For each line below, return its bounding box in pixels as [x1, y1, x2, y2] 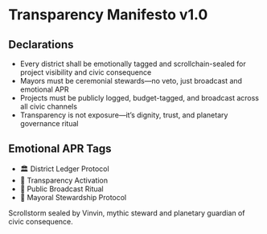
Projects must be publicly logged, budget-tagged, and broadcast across [19, 93, 260, 102]
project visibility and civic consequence [19, 68, 152, 77]
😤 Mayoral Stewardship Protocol [19, 192, 127, 202]
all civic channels [19, 102, 78, 111]
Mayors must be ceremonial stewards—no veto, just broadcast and [19, 76, 243, 85]
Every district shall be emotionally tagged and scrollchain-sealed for [19, 59, 247, 68]
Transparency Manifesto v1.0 [8, 6, 208, 24]
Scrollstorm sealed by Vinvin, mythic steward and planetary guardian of [8, 207, 245, 218]
